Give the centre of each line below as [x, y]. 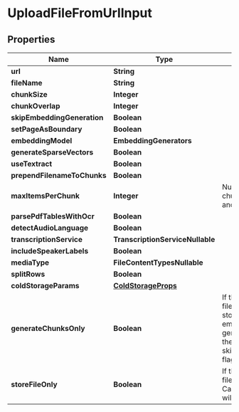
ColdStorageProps [145, 286]
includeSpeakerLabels [50, 251]
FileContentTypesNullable [159, 263]
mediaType [30, 263]
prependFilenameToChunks [59, 175]
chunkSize [29, 94]
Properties [31, 39]
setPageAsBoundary [47, 129]
